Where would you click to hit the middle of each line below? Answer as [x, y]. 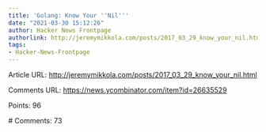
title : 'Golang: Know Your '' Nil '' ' [68, 15]
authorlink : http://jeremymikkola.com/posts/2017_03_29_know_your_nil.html [136, 38]
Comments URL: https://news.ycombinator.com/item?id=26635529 [118, 90]
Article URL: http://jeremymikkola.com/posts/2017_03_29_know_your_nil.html [133, 75]
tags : [17, 45]
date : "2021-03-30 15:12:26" [56, 23]
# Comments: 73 [35, 121]
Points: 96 [25, 105]
